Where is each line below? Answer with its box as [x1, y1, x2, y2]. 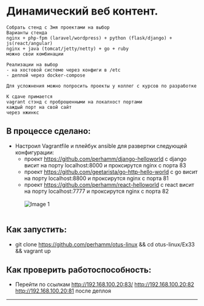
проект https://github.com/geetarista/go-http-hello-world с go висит [24, 168, 198, 175]
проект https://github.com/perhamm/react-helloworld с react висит [24, 181, 194, 188]
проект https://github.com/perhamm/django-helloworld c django [24, 155, 187, 162]
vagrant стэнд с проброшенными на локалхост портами [6, 99, 143, 105]
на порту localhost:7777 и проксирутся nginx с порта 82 [24, 187, 169, 195]
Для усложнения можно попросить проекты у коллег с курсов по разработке [6, 83, 197, 89]
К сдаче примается [6, 93, 53, 100]
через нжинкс [6, 110, 39, 116]
